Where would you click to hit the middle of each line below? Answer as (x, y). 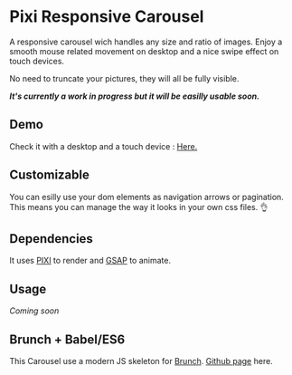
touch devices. (37, 61)
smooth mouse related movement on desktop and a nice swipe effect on (144, 51)
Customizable (50, 175)
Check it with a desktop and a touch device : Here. (104, 146)
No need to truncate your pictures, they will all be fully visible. (124, 78)
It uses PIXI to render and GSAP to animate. (90, 261)
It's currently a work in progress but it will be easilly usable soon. (135, 96)
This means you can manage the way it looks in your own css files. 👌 (139, 207)
